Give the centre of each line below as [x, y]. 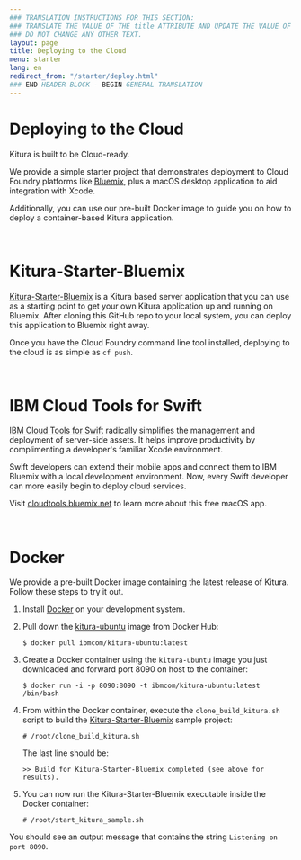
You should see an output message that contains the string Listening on [144, 837]
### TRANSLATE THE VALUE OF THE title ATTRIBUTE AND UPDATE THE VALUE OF [150, 26]
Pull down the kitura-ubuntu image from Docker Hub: [120, 627]
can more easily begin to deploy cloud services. [98, 486]
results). [41, 778]
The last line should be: [66, 753]
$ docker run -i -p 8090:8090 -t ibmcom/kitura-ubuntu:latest [141, 686]
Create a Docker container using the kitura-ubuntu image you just [145, 660]
